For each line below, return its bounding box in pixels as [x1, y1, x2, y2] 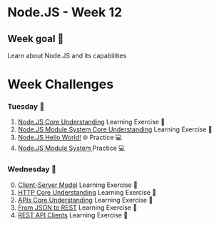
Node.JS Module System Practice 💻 [17, 144, 126, 153]
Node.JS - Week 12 [7, 4, 123, 21]
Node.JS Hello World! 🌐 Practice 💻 [17, 133, 123, 142]
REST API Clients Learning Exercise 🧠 [17, 210, 128, 219]
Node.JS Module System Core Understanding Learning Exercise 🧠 [17, 125, 213, 134]
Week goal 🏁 [7, 33, 64, 45]
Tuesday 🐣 [7, 102, 45, 112]
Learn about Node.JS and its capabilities [7, 51, 127, 60]
